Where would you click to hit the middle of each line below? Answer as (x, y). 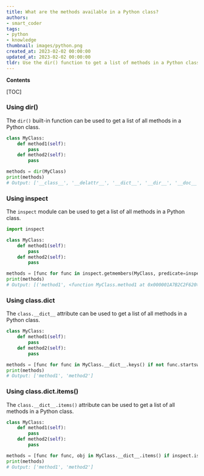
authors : (17, 18)
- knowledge (21, 40)
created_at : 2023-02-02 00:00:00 (49, 52)
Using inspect (27, 198)
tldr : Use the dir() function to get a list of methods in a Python (95, 62)
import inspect (25, 229)
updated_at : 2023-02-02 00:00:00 (49, 57)
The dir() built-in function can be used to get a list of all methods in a (94, 120)
